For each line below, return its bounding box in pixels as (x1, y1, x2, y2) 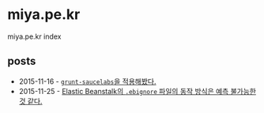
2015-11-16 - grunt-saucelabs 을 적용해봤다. (18, 77, 157, 86)
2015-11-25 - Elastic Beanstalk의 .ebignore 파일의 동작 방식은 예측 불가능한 (18, 86, 256, 96)
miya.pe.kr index (7, 32, 62, 41)
